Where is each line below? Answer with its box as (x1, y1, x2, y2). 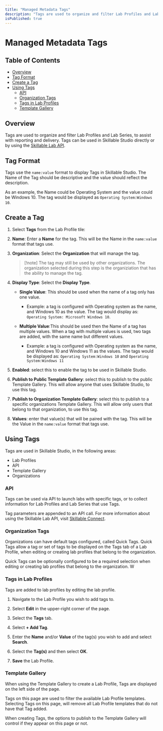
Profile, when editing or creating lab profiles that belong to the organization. (5, 549, 157, 555)
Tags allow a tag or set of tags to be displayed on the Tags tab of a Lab (5, 544, 147, 550)
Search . (12, 639, 28, 645)
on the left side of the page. (5, 686, 61, 692)
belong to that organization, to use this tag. (12, 406, 98, 412)
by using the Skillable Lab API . (5, 143, 65, 149)
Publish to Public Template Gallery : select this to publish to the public (12, 376, 153, 382)
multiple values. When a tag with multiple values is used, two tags (19, 328, 151, 334)
